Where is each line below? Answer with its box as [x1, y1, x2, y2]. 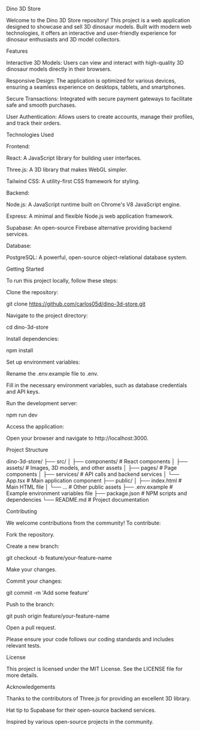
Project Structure [6, 447, 49, 453]
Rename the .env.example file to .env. [6, 370, 99, 377]
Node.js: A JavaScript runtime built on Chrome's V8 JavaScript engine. [6, 201, 181, 208]
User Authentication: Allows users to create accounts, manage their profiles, [6, 113, 195, 120]
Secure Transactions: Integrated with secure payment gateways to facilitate [6, 95, 193, 102]
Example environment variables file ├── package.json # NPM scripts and [6, 490, 187, 497]
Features [6, 47, 28, 55]
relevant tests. [6, 642, 41, 649]
